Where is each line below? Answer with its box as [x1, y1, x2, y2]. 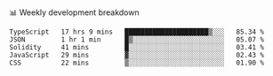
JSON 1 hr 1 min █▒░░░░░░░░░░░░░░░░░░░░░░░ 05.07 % [9, 35, 265, 44]
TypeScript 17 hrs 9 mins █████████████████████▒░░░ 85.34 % [9, 27, 265, 36]
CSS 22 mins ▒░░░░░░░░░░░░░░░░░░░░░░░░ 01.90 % [9, 58, 265, 67]
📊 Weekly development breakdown [9, 7, 140, 18]
